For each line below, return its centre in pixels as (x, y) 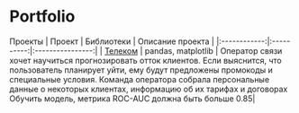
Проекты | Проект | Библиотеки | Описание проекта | (112, 41)
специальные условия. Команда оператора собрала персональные (140, 79)
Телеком (121, 50)
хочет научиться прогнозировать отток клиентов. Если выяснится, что (145, 60)
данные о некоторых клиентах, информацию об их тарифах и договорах (149, 89)
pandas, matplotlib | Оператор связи (213, 50)
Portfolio (42, 17)
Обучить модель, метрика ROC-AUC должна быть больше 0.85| (132, 98)
